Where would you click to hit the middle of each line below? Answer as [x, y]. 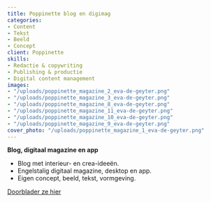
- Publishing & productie [45, 72]
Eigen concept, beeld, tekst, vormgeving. [77, 178]
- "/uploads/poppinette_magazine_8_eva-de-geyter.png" [89, 104]
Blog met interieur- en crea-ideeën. [68, 164]
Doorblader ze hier [34, 192]
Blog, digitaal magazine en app [53, 150]
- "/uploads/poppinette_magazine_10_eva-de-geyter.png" [90, 117]
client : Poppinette [36, 53]
